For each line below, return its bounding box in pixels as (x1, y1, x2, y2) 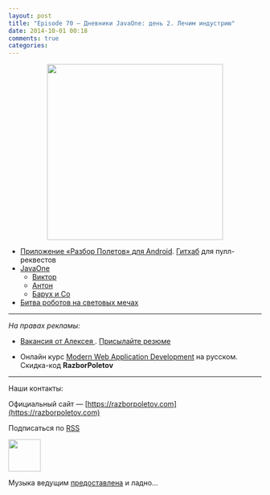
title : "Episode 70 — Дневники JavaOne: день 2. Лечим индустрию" (8, 19, 235, 27)
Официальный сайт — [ (8, 399, 88, 409)
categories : (8, 42, 48, 50)
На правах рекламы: (8, 321, 80, 330)
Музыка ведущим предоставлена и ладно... (8, 478, 158, 488)
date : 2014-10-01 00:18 (8, 27, 88, 35)
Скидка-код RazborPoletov (19, 361, 114, 370)
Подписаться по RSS (8, 423, 80, 433)
